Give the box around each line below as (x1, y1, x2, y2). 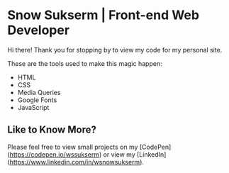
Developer (7, 22, 69, 38)
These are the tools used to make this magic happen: (7, 59, 162, 67)
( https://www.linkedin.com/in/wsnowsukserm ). (7, 157, 144, 166)
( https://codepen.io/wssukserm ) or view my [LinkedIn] (7, 150, 167, 159)
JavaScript (17, 103, 50, 111)
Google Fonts (17, 96, 57, 104)
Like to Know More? (7, 124, 97, 136)
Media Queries (17, 88, 61, 96)
